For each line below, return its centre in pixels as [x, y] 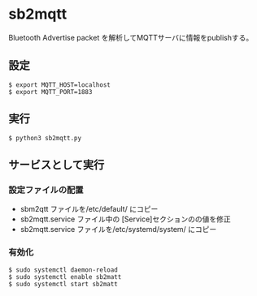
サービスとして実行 [57, 164]
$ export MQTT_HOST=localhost [60, 85]
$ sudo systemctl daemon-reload [63, 270]
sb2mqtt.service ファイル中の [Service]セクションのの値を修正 [125, 219]
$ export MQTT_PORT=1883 [50, 92]
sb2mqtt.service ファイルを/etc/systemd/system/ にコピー [118, 230]
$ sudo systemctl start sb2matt [63, 284]
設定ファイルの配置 [46, 190]
